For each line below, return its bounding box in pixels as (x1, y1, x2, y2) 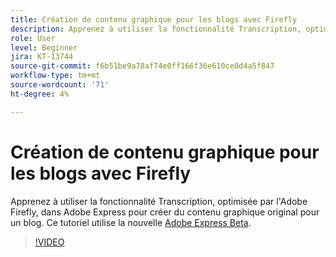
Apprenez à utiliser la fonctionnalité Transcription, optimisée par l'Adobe (10, 195, 308, 207)
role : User (10, 33, 56, 43)
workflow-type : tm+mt (10, 71, 101, 81)
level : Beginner (10, 42, 78, 53)
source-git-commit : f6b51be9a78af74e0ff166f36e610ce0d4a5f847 (10, 61, 275, 71)
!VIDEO (34, 236, 65, 248)
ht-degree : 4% (10, 89, 70, 99)
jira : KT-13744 (10, 52, 74, 62)
